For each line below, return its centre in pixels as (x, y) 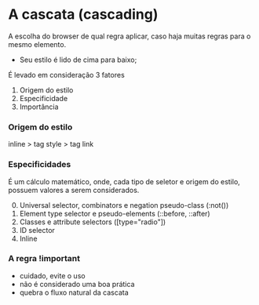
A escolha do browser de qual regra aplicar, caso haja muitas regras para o (129, 36)
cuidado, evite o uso (52, 275)
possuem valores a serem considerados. (74, 190)
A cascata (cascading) (83, 15)
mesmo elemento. (37, 44)
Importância (39, 107)
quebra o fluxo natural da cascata (74, 292)
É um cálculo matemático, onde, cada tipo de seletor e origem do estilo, (124, 181)
